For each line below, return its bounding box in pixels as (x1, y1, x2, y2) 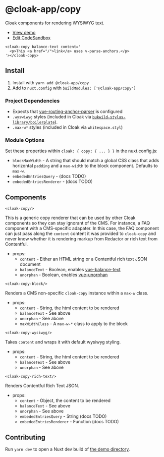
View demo (12, 29, 36, 35)
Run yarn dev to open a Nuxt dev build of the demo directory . (5, 446, 130, 452)
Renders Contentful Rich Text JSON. (5, 383, 79, 389)
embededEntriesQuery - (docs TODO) (12, 173, 86, 179)
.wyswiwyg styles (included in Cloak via (12, 114, 92, 120)
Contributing (5, 433, 46, 442)
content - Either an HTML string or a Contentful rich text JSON (19, 256, 147, 262)
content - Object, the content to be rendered (19, 398, 110, 403)
